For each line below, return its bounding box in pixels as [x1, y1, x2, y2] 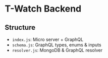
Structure [5, 23, 36, 32]
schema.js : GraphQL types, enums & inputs [12, 42, 101, 48]
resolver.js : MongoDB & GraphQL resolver [12, 47, 103, 53]
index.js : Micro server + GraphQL [12, 36, 84, 42]
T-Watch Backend [5, 3, 82, 15]
